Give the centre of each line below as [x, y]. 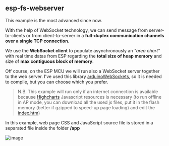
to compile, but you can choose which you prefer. [57, 82]
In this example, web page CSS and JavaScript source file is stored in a [79, 122]
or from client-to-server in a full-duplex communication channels [95, 35]
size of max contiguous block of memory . [49, 61]
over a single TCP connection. [37, 41]
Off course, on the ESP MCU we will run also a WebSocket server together [82, 71]
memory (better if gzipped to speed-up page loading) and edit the [86, 107]
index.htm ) [29, 113]
